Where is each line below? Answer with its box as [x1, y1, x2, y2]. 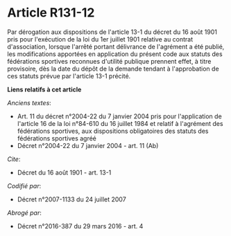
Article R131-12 [7, 5, 95, 21]
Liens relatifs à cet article [7, 85, 82, 93]
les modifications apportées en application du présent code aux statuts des [7, 50, 223, 58]
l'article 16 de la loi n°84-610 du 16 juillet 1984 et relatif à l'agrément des [17, 119, 223, 127]
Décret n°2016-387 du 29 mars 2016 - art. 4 [17, 221, 144, 230]
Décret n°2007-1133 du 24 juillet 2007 [17, 195, 126, 203]
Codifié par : [7, 181, 42, 190]
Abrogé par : [7, 208, 42, 217]
